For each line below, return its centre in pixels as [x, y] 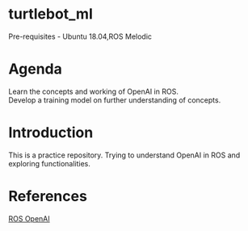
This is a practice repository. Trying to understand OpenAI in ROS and [124, 155]
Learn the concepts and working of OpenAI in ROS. [94, 91]
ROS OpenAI [29, 218]
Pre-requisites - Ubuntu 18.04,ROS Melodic [80, 36]
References [48, 196]
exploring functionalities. [50, 163]
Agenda [35, 69]
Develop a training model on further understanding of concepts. [115, 100]
